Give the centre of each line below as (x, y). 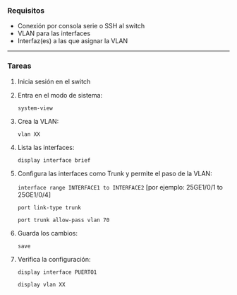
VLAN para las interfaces (54, 33)
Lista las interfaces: (46, 147)
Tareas (19, 66)
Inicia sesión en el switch (54, 81)
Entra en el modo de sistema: (60, 95)
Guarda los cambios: (47, 233)
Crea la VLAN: (38, 121)
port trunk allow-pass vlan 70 (63, 220)
